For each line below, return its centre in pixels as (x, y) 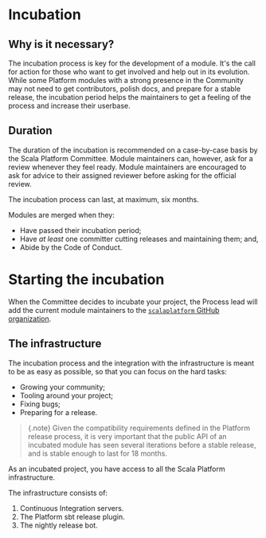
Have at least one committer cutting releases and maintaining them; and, (139, 239)
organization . (30, 318)
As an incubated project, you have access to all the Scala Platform (117, 469)
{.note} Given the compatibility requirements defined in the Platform (139, 428)
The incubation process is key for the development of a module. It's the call (132, 63)
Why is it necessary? (61, 44)
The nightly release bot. (59, 525)
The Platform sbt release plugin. (72, 516)
